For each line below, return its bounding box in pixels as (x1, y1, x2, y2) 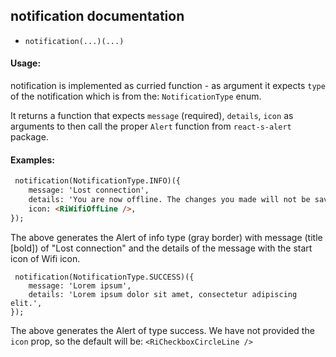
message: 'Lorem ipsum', (28, 280, 132, 291)
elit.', (10, 298, 43, 308)
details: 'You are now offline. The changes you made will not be (28, 194, 311, 204)
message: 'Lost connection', (28, 185, 150, 196)
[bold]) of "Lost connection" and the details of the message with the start (10, 242, 313, 254)
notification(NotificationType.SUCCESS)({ (14, 272, 195, 282)
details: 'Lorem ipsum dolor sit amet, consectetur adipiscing (28, 289, 298, 299)
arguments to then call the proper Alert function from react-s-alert (10, 120, 292, 133)
